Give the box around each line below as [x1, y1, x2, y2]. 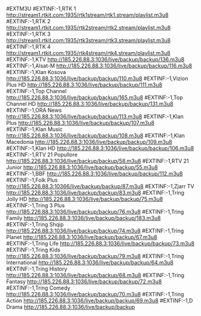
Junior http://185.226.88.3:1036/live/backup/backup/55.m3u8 [6, 164, 159, 171]
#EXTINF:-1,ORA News [6, 107, 62, 113]
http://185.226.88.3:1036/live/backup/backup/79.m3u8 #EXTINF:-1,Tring [6, 253, 184, 259]
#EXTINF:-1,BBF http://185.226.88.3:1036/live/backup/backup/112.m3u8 [6, 170, 184, 177]
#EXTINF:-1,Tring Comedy [6, 284, 71, 292]
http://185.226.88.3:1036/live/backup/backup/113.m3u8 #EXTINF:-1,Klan [6, 113, 184, 120]
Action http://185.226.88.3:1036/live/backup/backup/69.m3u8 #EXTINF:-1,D [6, 297, 193, 304]
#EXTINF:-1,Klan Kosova [6, 69, 66, 75]
